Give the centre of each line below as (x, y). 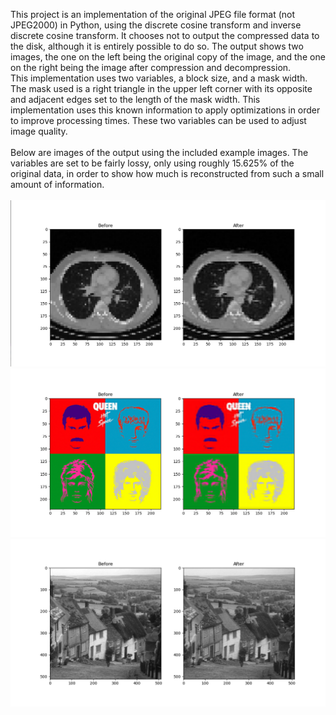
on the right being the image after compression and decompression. (151, 67)
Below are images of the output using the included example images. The (159, 152)
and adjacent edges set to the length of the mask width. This (135, 99)
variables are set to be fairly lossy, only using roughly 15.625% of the (152, 163)
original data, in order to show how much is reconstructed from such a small (167, 173)
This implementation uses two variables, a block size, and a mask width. (159, 78)
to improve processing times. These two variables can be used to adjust (158, 120)
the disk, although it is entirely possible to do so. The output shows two (157, 46)
